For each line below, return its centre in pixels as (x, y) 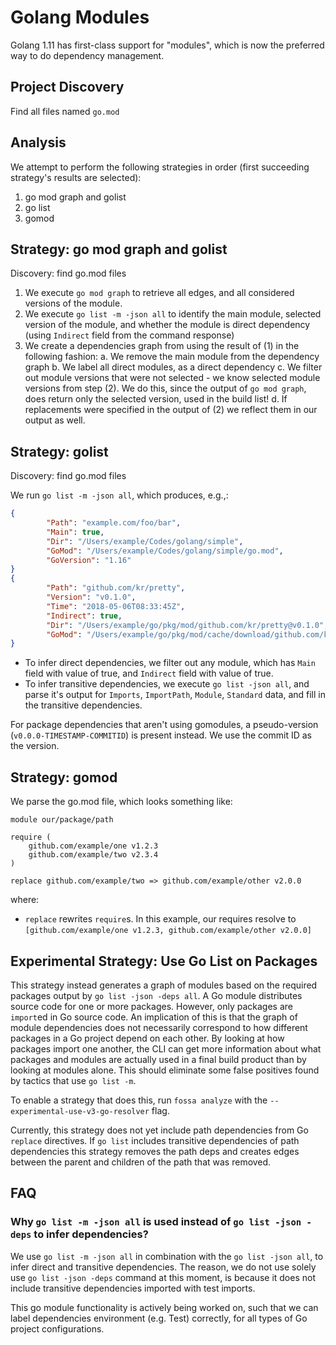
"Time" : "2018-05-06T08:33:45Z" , (116, 606)
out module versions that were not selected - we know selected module (172, 378)
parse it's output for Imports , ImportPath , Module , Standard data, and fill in (175, 695)
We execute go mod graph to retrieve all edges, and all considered (159, 293)
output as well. (55, 420)
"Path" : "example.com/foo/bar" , (114, 523)
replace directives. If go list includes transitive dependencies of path (155, 1140)
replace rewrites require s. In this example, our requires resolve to (160, 919)
